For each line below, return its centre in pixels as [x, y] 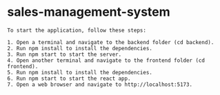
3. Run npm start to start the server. [64, 54]
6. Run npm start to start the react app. [69, 78]
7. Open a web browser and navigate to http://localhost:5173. [100, 84]
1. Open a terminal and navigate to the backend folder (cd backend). [111, 42]
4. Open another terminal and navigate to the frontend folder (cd [106, 60]
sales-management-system [89, 12]
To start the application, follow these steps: [77, 30]
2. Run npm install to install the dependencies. [80, 48]
